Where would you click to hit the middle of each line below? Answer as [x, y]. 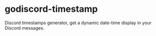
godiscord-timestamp [51, 9]
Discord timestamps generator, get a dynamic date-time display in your [78, 23]
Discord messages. [25, 28]
